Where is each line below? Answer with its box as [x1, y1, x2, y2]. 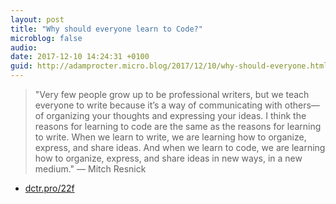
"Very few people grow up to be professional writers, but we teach [34, 89, 310, 100]
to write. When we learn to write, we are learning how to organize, [34, 131, 307, 143]
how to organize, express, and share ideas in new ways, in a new [34, 152, 303, 164]
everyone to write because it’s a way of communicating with [34, 99, 283, 111]
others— [284, 99, 320, 111]
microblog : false [10, 33, 83, 43]
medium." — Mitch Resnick [34, 163, 147, 175]
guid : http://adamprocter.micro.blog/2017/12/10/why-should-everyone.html [10, 61, 329, 71]
